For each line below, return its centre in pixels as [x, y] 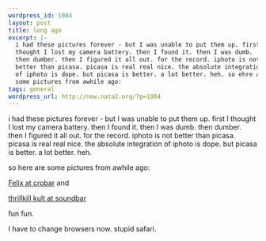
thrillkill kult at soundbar [47, 198]
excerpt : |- [28, 38]
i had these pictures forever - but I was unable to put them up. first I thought [132, 119]
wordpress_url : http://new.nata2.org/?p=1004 [84, 96]
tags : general [32, 89]
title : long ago [35, 30]
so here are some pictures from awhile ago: [79, 168]
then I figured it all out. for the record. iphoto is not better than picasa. [122, 136]
